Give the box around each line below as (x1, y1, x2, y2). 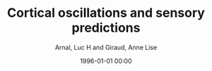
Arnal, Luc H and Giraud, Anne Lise (54, 43, 158, 51)
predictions (71, 20, 141, 36)
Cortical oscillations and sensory (7, 5, 205, 21)
